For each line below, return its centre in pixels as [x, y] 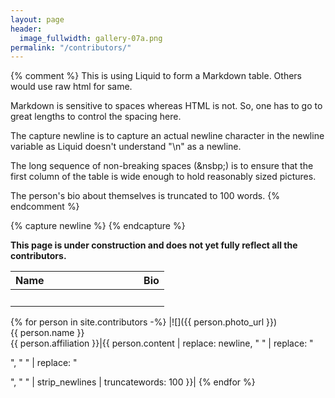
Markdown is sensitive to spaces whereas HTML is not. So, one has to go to [166, 106]
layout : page [37, 19]
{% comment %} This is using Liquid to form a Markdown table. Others [156, 76]
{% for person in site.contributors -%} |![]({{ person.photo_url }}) [144, 322]
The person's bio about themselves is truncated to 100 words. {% [145, 196]
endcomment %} [45, 207]
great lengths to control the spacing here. [96, 117]
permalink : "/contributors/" [71, 47]
